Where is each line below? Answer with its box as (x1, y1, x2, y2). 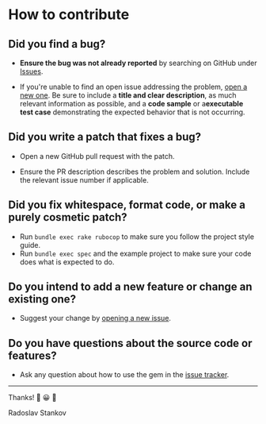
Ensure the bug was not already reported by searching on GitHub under (19, 58, 257, 67)
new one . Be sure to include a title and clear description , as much (19, 91, 237, 100)
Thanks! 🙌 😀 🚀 (8, 393, 57, 403)
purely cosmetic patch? (8, 210, 128, 224)
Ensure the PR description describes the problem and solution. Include (19, 167, 250, 176)
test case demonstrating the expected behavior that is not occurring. (19, 107, 245, 117)
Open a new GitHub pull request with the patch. (19, 151, 176, 160)
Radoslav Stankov (8, 408, 67, 418)
